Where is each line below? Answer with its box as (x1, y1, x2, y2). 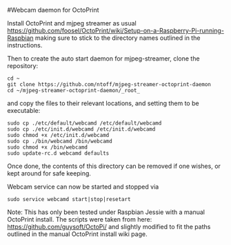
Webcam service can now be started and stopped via (7, 182, 159, 191)
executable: (7, 107, 41, 114)
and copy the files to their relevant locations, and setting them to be (7, 99, 199, 107)
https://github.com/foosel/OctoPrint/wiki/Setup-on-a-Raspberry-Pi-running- (7, 27, 224, 34)
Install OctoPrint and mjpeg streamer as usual (7, 19, 137, 27)
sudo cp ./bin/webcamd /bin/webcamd (7, 138, 112, 145)
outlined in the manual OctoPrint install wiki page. (7, 230, 148, 238)
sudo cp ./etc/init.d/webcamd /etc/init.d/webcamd (7, 126, 156, 133)
